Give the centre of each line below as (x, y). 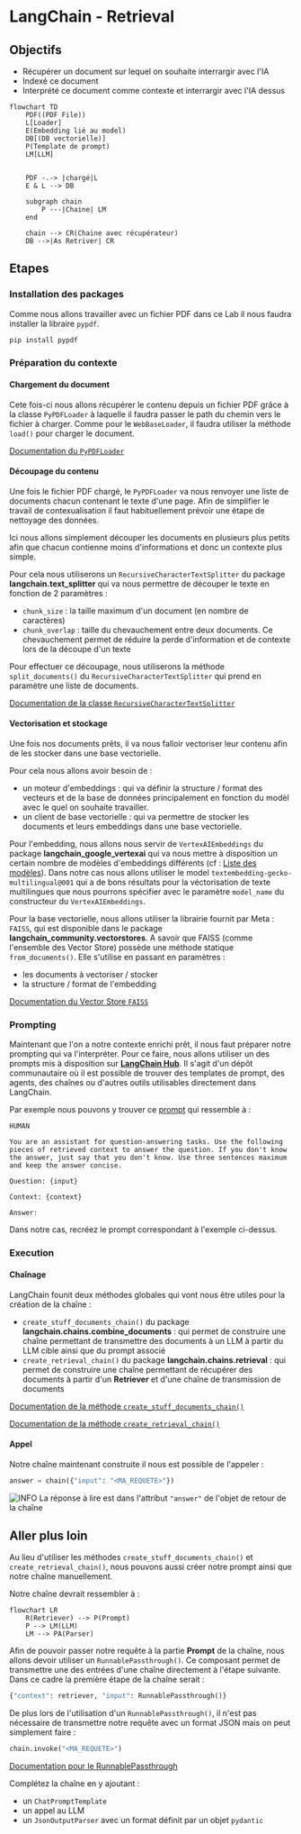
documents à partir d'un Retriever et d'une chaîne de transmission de (151, 1379)
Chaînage (28, 1274)
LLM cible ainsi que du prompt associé (94, 1350)
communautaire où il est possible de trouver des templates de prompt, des (147, 1073)
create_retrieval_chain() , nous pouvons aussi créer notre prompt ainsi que (150, 1567)
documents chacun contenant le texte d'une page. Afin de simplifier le (139, 501)
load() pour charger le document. (72, 433)
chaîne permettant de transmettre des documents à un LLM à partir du (153, 1340)
